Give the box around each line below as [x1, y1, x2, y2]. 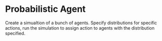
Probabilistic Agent [5, 3, 86, 15]
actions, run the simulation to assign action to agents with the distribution [5, 25, 155, 31]
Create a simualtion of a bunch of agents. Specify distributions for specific [5, 20, 158, 26]
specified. [5, 30, 26, 36]
